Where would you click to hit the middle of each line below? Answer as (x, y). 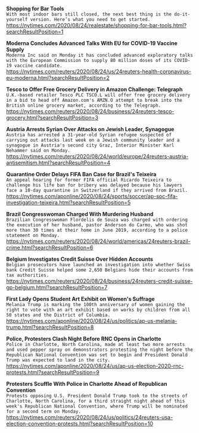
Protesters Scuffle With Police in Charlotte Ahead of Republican (87, 384)
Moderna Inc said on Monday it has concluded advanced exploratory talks (100, 55)
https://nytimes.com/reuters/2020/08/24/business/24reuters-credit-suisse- (99, 281)
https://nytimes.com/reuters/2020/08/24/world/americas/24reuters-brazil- (98, 241)
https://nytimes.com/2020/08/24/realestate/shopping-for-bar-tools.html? (96, 25)
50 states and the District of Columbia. (58, 315)
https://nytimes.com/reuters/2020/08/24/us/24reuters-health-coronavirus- (99, 71)
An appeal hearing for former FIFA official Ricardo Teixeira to (89, 180)
